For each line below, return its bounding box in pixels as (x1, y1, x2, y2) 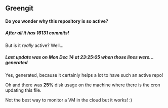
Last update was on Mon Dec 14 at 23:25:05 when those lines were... (5, 54, 154, 60)
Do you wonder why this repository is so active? (5, 18, 109, 24)
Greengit (5, 4, 34, 13)
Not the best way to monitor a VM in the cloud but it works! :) (5, 97, 133, 103)
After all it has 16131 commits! (5, 30, 69, 36)
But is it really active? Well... (5, 42, 64, 48)
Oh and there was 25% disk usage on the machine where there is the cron (5, 82, 160, 88)
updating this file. (5, 87, 41, 93)
